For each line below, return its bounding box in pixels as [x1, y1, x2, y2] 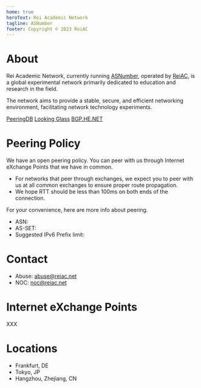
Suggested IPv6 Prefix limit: [15, 231, 85, 238]
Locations [6, 342, 58, 356]
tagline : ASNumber [6, 20, 53, 26]
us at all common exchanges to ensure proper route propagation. [15, 182, 178, 189]
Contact [6, 252, 48, 266]
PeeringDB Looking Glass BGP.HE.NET [6, 115, 103, 122]
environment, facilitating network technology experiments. [6, 104, 152, 111]
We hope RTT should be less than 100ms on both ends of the [15, 188, 168, 196]
